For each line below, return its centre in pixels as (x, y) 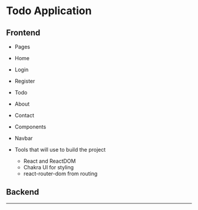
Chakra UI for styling (49, 167)
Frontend (23, 33)
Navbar (24, 138)
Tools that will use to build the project (60, 150)
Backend (23, 192)
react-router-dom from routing (60, 173)
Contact (24, 115)
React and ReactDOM (49, 161)
